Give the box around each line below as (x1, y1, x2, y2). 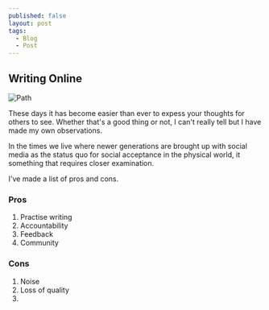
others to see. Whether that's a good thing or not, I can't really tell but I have (8, 117, 262, 126)
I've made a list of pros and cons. (8, 174, 119, 184)
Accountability (19, 221, 68, 230)
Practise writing (19, 213, 72, 222)
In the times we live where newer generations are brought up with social (8, 141, 248, 151)
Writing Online (8, 72, 83, 85)
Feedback (19, 229, 54, 239)
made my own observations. (8, 126, 103, 135)
